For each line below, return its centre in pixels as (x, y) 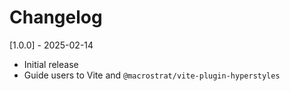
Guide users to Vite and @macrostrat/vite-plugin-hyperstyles (152, 75)
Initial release (51, 64)
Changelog (56, 17)
